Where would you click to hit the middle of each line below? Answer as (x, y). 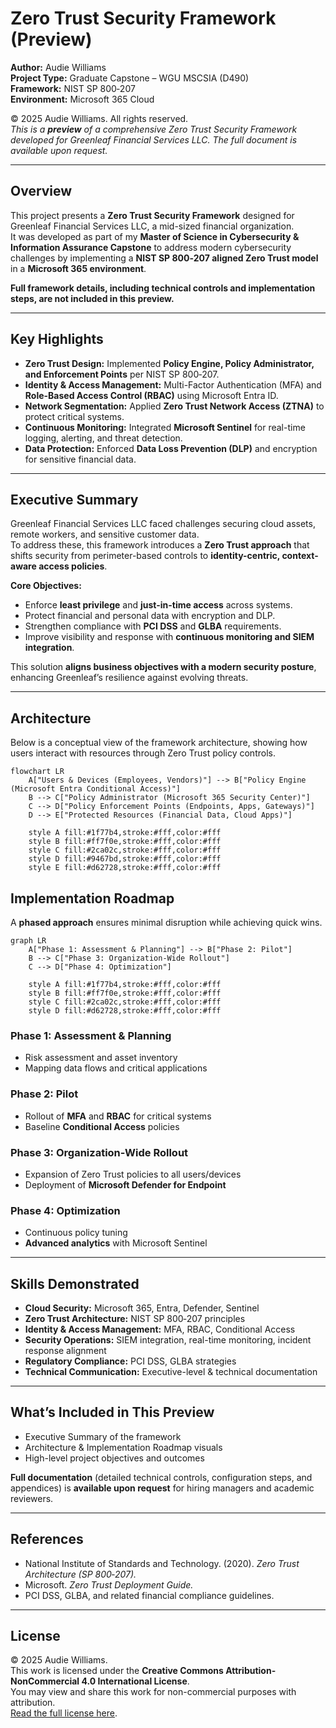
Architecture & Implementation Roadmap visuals (123, 1447)
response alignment (65, 1350)
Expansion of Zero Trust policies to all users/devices (133, 1174)
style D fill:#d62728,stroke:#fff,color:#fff (125, 1011)
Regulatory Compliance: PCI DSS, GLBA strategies (130, 1361)
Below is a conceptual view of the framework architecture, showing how (159, 743)
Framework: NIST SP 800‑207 (73, 88)
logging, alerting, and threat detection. (103, 438)
